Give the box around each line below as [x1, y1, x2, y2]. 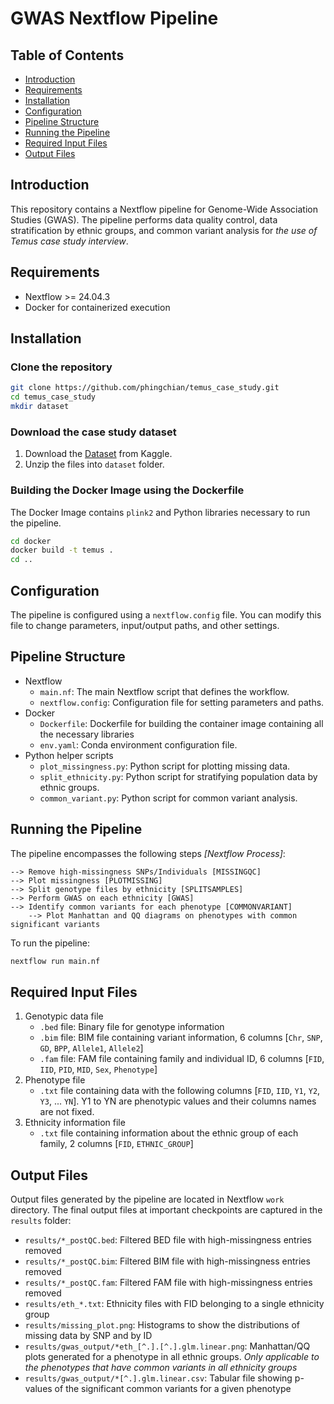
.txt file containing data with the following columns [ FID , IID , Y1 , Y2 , [39, 1085, 321, 1097]
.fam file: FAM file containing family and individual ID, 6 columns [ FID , [39, 1053, 325, 1065]
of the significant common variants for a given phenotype [54, 1383, 292, 1395]
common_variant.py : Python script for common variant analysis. [39, 792, 298, 804]
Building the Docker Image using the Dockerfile [10, 483, 245, 497]
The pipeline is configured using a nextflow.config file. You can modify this [10, 608, 322, 621]
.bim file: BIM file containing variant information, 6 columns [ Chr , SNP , [39, 1032, 323, 1044]
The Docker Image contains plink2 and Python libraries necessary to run [10, 506, 311, 518]
